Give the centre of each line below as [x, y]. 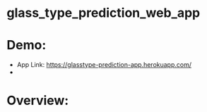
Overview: [38, 101]
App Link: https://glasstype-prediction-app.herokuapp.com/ [104, 65]
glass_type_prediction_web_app [103, 13]
